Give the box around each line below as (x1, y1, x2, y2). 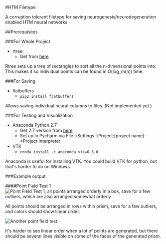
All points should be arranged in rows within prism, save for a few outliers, (5, 203, 158, 209)
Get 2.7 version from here (19, 127, 73, 133)
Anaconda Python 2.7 (12, 122, 57, 128)
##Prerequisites (5, 29, 38, 34)
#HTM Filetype (5, 4, 36, 10)
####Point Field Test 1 (5, 183, 51, 189)
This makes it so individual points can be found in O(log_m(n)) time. (5, 68, 144, 74)
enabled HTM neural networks (5, 19, 68, 25)
